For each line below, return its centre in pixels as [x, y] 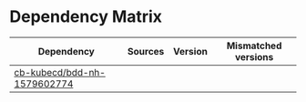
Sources [146, 51]
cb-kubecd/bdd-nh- [60, 72]
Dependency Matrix [86, 17]
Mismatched [254, 46]
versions [255, 56]
